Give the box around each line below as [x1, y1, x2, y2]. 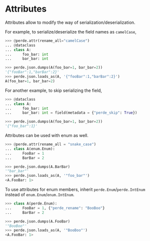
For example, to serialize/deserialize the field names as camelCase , [5, 29, 137, 34]
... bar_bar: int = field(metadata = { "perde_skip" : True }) [5, 110, 137, 115]
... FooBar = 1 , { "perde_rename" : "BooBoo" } [5, 206, 105, 210]
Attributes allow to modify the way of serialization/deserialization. [5, 19, 135, 25]
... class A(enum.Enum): [5, 146, 55, 151]
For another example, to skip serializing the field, [5, 87, 103, 93]
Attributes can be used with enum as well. [5, 133, 89, 138]
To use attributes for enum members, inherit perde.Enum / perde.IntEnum [5, 187, 146, 192]
